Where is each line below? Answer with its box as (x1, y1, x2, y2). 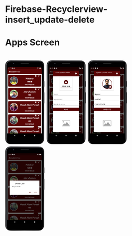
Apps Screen (5, 37, 60, 48)
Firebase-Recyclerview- (5, 3, 108, 15)
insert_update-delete (5, 14, 95, 25)
